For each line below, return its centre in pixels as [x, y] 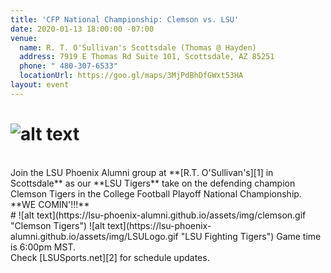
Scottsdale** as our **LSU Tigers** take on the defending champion [153, 183]
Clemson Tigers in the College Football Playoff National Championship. [156, 193]
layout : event [40, 85]
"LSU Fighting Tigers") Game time [251, 236]
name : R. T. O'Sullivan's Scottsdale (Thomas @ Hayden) [138, 47]
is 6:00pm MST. [43, 247]
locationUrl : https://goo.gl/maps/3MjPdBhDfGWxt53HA [131, 76]
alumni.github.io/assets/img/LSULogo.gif [94, 236]
